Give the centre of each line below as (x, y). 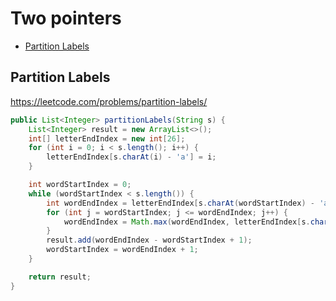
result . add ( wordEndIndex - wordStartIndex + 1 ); (149, 240)
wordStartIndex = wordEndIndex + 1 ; (122, 250)
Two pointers (66, 18)
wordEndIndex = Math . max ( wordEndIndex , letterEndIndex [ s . (187, 222)
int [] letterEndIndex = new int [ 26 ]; (107, 138)
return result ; (60, 277)
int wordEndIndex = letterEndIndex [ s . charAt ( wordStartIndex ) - (180, 203)
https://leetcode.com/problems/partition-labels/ (109, 101)
